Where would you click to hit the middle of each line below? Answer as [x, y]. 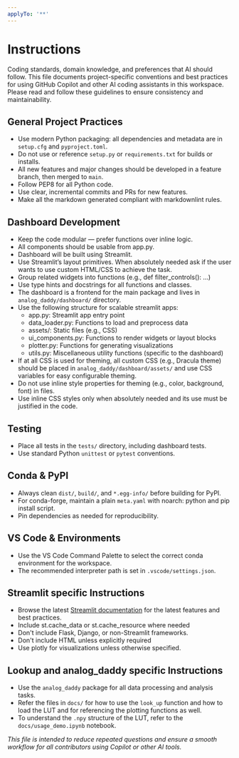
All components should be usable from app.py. [86, 247]
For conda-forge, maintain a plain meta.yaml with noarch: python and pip [123, 500]
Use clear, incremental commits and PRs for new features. [103, 192]
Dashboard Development [64, 222]
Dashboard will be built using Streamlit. [75, 255]
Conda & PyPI [38, 476]
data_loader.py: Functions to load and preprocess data [108, 323]
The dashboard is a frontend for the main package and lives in [109, 293]
